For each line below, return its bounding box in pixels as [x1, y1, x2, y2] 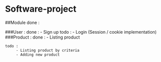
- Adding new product [16, 52, 60, 57]
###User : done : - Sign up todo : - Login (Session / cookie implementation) [5, 29, 157, 35]
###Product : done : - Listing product [5, 34, 80, 40]
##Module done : [5, 20, 40, 25]
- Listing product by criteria [16, 48, 80, 53]
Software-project [5, 3, 77, 15]
